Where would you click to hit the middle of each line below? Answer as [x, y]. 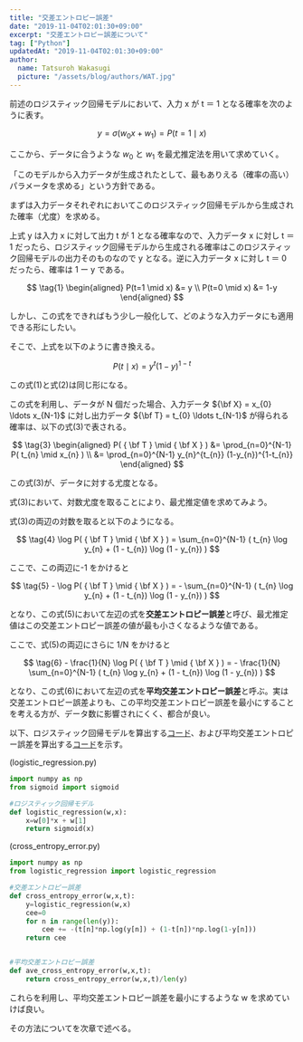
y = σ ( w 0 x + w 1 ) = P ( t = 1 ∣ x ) [152, 134]
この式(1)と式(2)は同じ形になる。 [71, 385]
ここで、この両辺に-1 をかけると [69, 568]
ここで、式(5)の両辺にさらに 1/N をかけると [90, 645]
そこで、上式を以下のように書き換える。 [85, 347]
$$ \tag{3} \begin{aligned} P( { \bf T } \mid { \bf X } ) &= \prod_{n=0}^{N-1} [152, 445]
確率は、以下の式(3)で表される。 [70, 427]
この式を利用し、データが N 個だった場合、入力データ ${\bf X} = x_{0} [141, 404]
